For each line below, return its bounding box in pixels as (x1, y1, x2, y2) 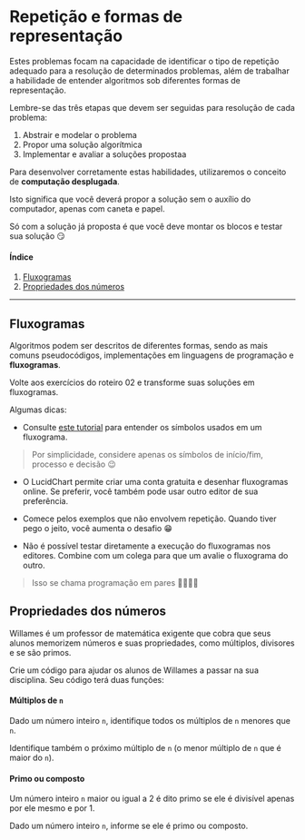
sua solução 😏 (9, 230, 65, 242)
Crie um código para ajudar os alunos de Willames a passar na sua (9, 665, 260, 676)
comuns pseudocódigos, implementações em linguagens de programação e (9, 350, 294, 361)
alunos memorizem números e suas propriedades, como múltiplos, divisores (9, 637, 295, 648)
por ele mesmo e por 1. (9, 803, 95, 814)
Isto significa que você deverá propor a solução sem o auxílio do (9, 193, 251, 204)
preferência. (22, 495, 69, 506)
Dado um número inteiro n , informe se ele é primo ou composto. (9, 820, 249, 832)
